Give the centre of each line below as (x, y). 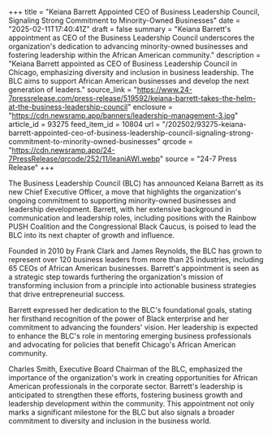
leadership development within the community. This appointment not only (132, 403)
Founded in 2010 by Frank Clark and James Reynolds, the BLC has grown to (135, 251)
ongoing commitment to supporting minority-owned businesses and (122, 200)
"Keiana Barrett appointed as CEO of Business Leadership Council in (123, 64)
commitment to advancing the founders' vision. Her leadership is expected (133, 327)
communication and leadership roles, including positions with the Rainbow (133, 218)
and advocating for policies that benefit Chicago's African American (122, 344)
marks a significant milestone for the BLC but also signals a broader (122, 412)
